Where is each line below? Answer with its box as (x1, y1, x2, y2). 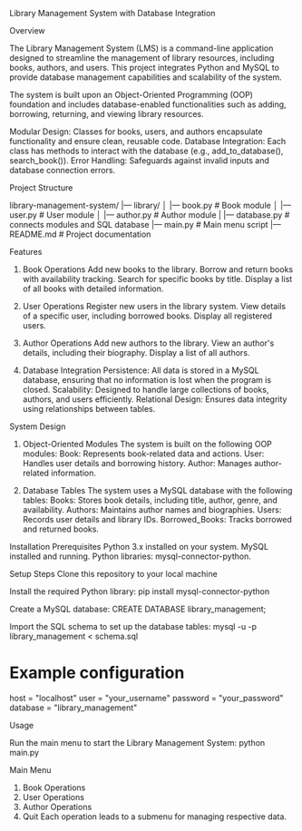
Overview (9, 25, 45, 35)
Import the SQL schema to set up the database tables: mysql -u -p (9, 621, 257, 631)
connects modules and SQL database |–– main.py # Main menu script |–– (9, 220, 281, 230)
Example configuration (9, 662, 185, 683)
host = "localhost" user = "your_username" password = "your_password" (9, 692, 284, 703)
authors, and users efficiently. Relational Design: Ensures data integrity (22, 394, 287, 405)
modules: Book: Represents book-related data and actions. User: (22, 448, 265, 459)
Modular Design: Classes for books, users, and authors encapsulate (9, 126, 263, 137)
